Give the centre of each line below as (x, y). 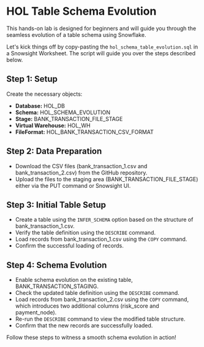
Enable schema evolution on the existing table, (74, 280)
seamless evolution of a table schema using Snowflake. (76, 34)
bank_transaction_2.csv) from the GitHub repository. (81, 173)
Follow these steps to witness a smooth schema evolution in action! (91, 337)
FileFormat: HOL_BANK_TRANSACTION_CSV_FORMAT (85, 132)
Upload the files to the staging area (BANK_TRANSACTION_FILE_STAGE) (107, 179)
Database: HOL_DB (40, 106)
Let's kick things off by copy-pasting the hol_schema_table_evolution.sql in (102, 47)
